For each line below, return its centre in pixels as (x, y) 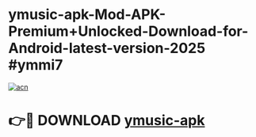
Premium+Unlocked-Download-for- (128, 31)
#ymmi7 (36, 65)
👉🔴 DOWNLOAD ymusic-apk (107, 121)
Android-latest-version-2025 (107, 48)
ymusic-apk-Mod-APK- (87, 15)
